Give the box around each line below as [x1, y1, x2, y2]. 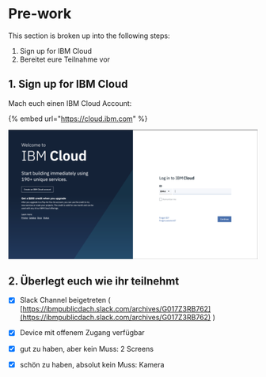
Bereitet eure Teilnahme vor [19, 55, 111, 64]
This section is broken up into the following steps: [8, 31, 170, 40]
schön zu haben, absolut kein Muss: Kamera [19, 360, 165, 369]
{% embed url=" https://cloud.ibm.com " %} [8, 114, 148, 123]
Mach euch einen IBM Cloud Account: [8, 98, 132, 107]
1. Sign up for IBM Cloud [8, 77, 128, 91]
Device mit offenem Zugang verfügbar [19, 328, 145, 337]
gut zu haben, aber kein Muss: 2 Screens [19, 344, 154, 353]
